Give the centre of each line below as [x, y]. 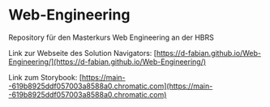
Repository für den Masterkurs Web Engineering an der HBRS [111, 37]
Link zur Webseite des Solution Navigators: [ [82, 53]
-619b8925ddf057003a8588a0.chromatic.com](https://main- [111, 86]
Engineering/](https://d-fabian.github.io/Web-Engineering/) [107, 62]
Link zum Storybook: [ [45, 77]
